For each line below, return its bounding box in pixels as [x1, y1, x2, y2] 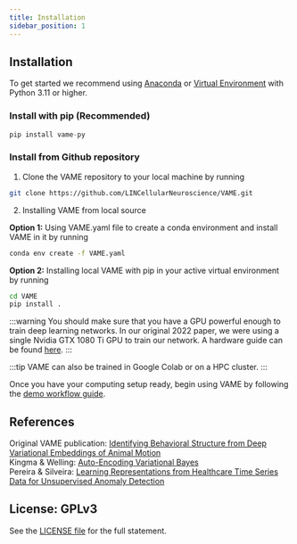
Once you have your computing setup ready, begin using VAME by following [9, 379, 289, 390]
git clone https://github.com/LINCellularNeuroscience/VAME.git [9, 188, 253, 197]
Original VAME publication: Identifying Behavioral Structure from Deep [9, 438, 268, 449]
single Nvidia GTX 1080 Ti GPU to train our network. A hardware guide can [9, 335, 284, 346]
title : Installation [9, 12, 87, 22]
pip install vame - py [9, 130, 87, 139]
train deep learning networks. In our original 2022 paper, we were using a [9, 326, 279, 336]
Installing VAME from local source [21, 204, 147, 215]
